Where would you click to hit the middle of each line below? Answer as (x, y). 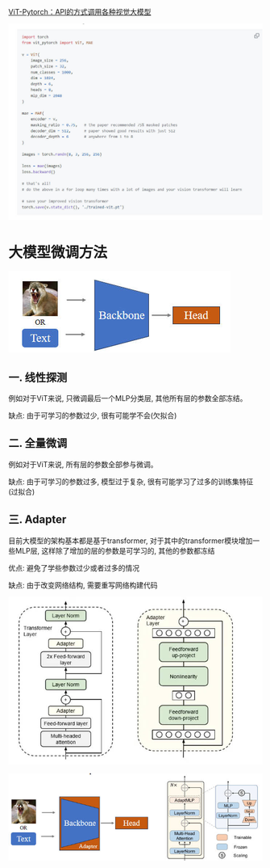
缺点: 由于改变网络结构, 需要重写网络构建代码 (83, 585)
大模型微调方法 (58, 252)
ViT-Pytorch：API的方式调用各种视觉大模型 (80, 12)
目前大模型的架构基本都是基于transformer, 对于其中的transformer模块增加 (131, 541)
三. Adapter (37, 520)
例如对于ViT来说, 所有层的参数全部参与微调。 (83, 464)
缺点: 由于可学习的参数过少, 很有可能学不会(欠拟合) (93, 415)
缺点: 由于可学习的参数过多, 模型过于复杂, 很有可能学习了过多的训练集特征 (131, 481)
